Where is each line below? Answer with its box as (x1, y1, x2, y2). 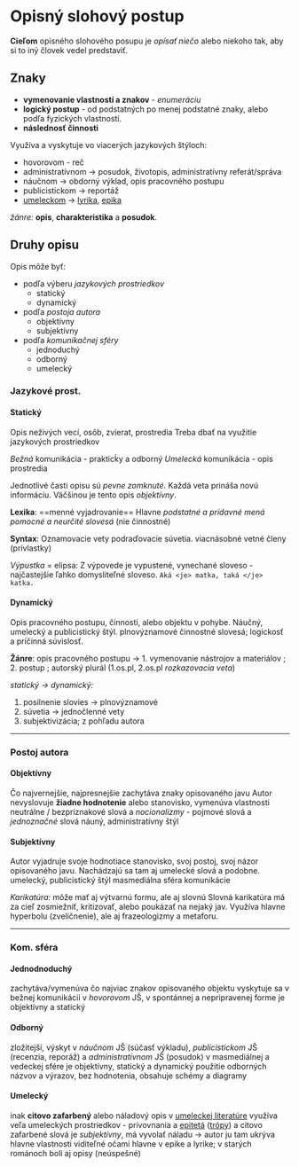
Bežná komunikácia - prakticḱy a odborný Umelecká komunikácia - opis (10, 453, 273, 464)
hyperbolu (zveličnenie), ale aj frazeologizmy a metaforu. (10, 911, 219, 921)
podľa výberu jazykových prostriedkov (22, 278, 165, 289)
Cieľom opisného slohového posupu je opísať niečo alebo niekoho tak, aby (10, 35, 284, 46)
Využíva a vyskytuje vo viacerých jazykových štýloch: (10, 139, 208, 150)
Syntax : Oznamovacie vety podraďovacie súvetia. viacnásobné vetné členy (10, 533, 287, 544)
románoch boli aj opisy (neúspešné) (10, 1147, 141, 1158)
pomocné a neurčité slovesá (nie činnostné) (10, 516, 171, 527)
